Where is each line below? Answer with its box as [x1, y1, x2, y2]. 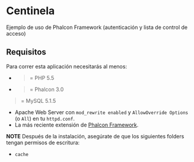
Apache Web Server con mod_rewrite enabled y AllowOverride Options [14, 108, 189, 116]
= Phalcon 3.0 [29, 86, 64, 93]
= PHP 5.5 [29, 74, 55, 81]
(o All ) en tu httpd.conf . [14, 115, 75, 122]
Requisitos [6, 47, 46, 57]
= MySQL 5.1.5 [20, 97, 56, 104]
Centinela [6, 4, 55, 18]
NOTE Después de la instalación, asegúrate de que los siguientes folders [6, 132, 185, 140]
